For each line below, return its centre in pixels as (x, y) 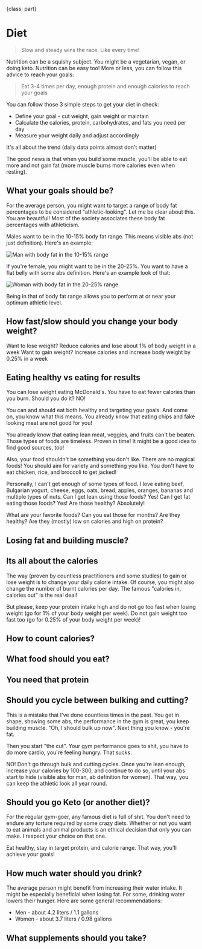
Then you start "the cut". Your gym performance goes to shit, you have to (97, 746)
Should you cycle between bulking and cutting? (97, 701)
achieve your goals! (31, 854)
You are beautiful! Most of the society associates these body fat (86, 218)
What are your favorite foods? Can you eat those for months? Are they (93, 515)
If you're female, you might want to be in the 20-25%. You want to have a (97, 266)
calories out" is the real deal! (42, 595)
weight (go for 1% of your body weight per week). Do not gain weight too (97, 613)
